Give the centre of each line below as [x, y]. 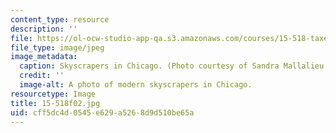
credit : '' [42, 76]
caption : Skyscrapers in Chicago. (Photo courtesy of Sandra [149, 66]
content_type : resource [60, 19]
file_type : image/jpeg [57, 47]
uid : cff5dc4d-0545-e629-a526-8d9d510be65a [102, 112]
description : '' [44, 29]
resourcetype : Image [53, 94]
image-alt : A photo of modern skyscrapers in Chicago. [136, 85]
